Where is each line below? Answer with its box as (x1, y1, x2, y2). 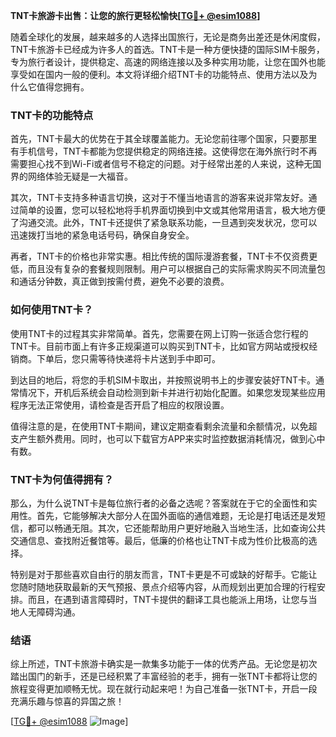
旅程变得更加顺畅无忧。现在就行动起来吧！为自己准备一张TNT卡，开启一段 (10, 683, 318, 695)
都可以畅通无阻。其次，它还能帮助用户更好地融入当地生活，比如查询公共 (27, 522, 326, 534)
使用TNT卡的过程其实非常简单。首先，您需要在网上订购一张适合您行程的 (10, 327, 309, 339)
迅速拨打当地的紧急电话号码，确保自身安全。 (10, 229, 195, 241)
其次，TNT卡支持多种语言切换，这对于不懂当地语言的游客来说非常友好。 (10, 192, 309, 204)
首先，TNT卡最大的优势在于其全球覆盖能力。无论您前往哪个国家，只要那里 (10, 133, 318, 145)
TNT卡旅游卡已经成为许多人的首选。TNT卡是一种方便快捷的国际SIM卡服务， (10, 44, 325, 55)
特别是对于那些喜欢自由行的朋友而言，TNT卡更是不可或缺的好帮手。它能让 (10, 568, 318, 580)
